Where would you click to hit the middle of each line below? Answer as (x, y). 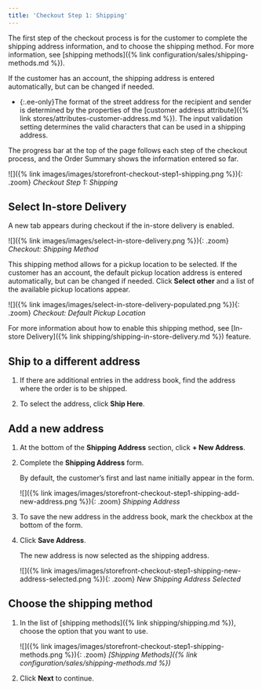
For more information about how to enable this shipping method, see (119, 328)
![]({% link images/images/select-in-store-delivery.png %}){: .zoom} (118, 241)
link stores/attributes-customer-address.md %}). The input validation (131, 118)
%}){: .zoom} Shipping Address (129, 502)
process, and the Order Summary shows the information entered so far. (124, 159)
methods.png (41, 654)
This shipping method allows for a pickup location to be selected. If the (123, 265)
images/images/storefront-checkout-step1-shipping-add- (147, 493)
